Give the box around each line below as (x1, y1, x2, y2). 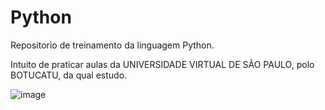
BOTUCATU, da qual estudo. (10, 69, 128, 81)
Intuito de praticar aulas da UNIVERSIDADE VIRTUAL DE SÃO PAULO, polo (10, 58, 315, 70)
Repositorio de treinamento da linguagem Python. (10, 39, 215, 51)
